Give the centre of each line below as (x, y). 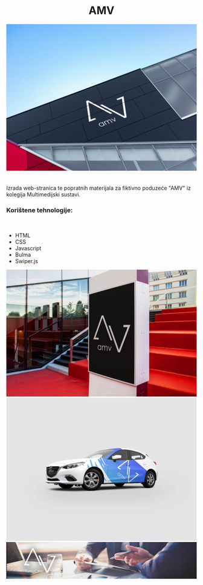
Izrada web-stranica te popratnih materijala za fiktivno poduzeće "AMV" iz (99, 188)
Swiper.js (26, 261)
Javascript (28, 248)
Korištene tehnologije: (40, 210)
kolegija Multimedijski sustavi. (43, 195)
